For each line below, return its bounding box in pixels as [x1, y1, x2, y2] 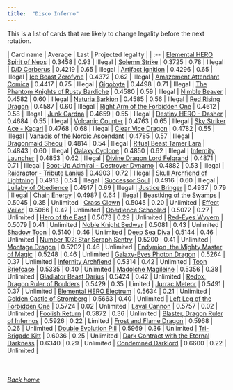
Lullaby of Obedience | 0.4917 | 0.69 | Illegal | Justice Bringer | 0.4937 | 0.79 [7, 183, 227, 192]
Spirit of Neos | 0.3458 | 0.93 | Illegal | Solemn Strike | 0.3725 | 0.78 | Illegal [7, 57, 224, 66]
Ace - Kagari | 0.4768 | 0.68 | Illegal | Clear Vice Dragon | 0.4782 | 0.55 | [7, 124, 216, 132]
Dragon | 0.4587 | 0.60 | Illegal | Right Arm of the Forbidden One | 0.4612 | [7, 102, 220, 110]
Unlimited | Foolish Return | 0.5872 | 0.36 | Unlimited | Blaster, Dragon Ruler [7, 309, 224, 318]
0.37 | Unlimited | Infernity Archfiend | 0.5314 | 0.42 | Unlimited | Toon [7, 257, 207, 265]
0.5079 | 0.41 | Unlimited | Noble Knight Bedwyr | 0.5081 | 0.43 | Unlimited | [7, 220, 223, 228]
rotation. [7, 36, 31, 45]
